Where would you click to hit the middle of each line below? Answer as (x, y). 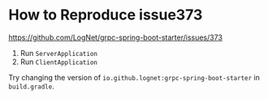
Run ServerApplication (58, 53)
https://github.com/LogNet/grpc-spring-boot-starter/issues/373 (116, 37)
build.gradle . (31, 86)
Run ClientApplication (58, 62)
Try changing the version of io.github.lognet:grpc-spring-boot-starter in (134, 77)
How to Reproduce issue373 (106, 15)
